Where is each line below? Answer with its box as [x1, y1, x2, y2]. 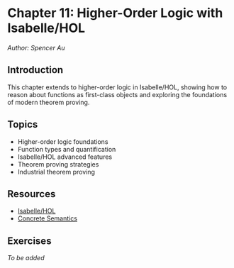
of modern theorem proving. [7, 98, 90, 106]
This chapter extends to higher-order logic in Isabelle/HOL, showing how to [7, 83, 228, 91]
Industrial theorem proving [17, 167, 96, 176]
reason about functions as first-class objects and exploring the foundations [7, 90, 228, 99]
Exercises [7, 235, 52, 247]
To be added [7, 254, 45, 262]
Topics [7, 118, 38, 130]
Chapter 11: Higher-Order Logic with [7, 5, 223, 21]
